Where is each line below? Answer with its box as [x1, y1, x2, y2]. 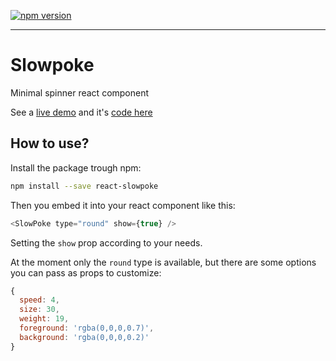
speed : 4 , [19, 295, 60, 305]
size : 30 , [19, 305, 60, 315]
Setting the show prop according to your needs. [10, 236, 203, 249]
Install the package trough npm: [10, 161, 142, 174]
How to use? [10, 135, 90, 152]
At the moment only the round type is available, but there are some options [10, 256, 317, 268]
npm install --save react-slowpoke [10, 181, 159, 191]
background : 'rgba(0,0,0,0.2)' [19, 332, 150, 342]
